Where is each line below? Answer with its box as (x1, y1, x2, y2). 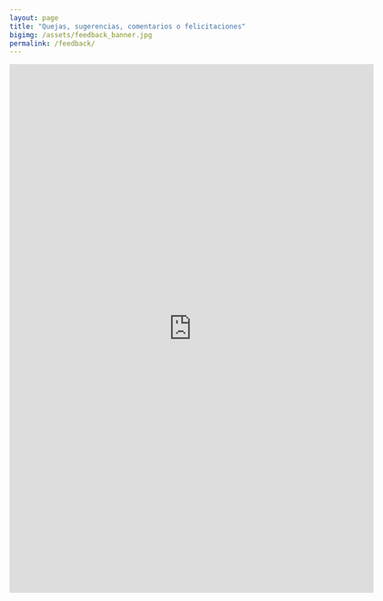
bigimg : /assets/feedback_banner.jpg (9, 30, 153, 39)
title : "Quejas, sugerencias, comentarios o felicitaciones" (9, 22, 247, 31)
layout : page (9, 13, 59, 23)
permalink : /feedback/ (9, 38, 96, 48)
